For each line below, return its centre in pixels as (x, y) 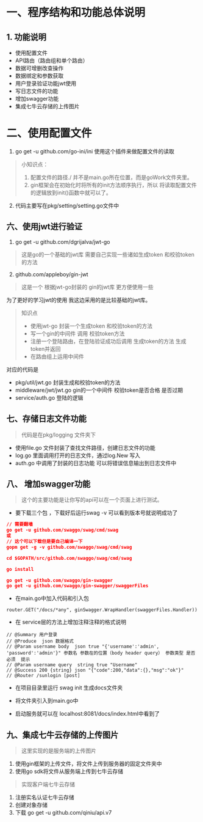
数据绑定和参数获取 (39, 76)
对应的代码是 (22, 369)
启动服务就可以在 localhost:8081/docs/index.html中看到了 (87, 714)
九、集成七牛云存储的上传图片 (62, 735)
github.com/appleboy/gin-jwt (52, 274)
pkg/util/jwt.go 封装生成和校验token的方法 (68, 382)
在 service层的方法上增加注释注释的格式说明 (71, 622)
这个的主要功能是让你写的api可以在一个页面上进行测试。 (92, 500)
